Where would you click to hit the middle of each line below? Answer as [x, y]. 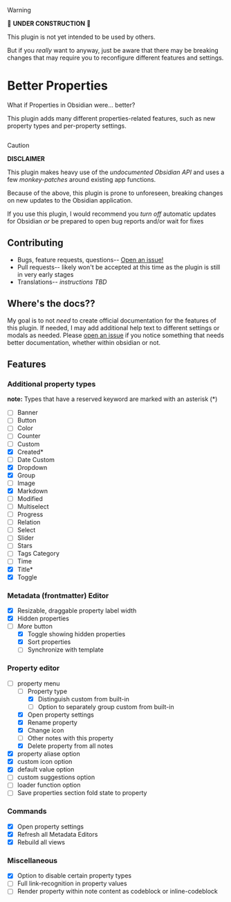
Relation [29, 522]
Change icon [46, 730]
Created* [30, 452]
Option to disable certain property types [74, 876]
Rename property [52, 722]
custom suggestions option [56, 777]
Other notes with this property [71, 738]
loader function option [49, 785]
